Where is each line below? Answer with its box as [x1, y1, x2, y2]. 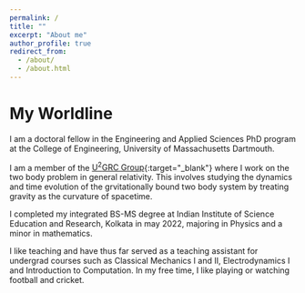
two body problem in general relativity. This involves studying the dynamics [9, 172, 293, 183]
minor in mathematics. [9, 228, 93, 239]
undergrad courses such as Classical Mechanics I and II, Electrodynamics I [9, 256, 290, 267]
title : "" [9, 22, 47, 31]
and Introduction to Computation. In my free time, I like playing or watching [9, 265, 290, 276]
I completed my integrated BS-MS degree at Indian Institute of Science [9, 208, 275, 219]
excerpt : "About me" [9, 30, 88, 39]
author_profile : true [9, 38, 92, 48]
